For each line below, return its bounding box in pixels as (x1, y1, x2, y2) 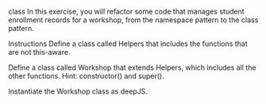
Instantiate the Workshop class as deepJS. (8, 87, 148, 96)
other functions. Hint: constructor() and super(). (8, 71, 164, 80)
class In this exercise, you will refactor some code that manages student (8, 7, 245, 16)
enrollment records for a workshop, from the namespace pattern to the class (8, 15, 259, 25)
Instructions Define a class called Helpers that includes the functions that (8, 39, 248, 48)
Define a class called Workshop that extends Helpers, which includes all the (8, 63, 256, 72)
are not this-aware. (8, 48, 71, 56)
